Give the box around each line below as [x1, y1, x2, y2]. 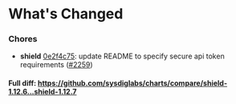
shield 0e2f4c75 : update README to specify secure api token [19, 51, 225, 61]
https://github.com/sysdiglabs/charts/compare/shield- [37, 78, 227, 88]
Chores [8, 34, 38, 45]
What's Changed [8, 5, 124, 23]
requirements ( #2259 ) [19, 60, 94, 70]
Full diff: [8, 78, 37, 88]
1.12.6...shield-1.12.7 [8, 87, 77, 97]
